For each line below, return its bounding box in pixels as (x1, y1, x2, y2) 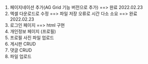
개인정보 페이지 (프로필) (9, 28, 56, 34)
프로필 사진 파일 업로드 (9, 34, 54, 40)
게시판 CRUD (9, 41, 36, 46)
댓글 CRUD (9, 47, 32, 53)
